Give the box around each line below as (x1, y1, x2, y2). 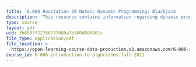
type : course (6, 19, 38, 25)
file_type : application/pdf (6, 36, 75, 41)
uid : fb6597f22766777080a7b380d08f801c (6, 30, 103, 36)
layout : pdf (6, 24, 35, 31)
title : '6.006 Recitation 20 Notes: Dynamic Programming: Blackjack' (6, 8, 179, 15)
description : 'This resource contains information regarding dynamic (6, 14, 179, 20)
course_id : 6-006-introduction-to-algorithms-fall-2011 (6, 52, 145, 58)
